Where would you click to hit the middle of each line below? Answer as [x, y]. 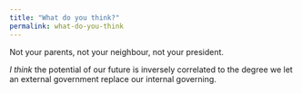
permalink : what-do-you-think [67, 26]
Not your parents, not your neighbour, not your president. [117, 51]
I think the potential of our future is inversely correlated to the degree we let [151, 70]
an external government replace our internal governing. [113, 79]
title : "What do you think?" [65, 18]
